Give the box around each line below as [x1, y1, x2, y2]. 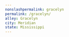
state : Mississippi [5, 25, 45, 30]
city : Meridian [5, 20, 36, 25]
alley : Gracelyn [5, 16, 38, 21]
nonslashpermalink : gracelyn [5, 7, 64, 12]
